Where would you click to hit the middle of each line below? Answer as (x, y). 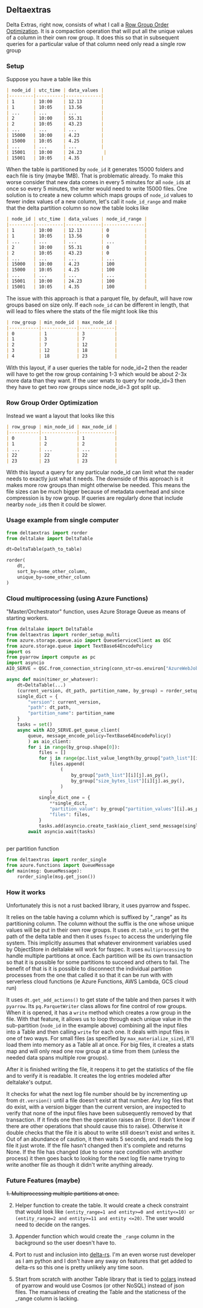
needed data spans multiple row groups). (57, 1058)
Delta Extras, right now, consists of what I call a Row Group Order (88, 24)
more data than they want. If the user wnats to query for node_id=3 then (96, 380)
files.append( (67, 764)
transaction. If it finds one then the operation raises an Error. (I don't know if (101, 1120)
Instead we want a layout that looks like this (60, 416)
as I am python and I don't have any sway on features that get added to (104, 1261)
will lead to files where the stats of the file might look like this (82, 311)
